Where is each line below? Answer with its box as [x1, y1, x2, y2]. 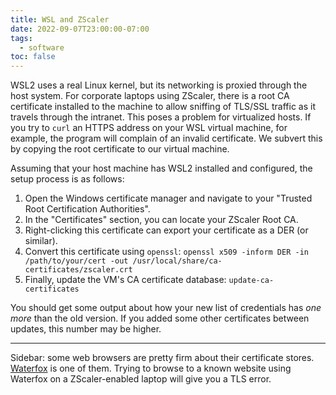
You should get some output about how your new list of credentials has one [10, 302, 322, 314]
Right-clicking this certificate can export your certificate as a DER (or [24, 224, 309, 236]
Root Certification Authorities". [24, 203, 151, 215]
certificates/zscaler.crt [24, 265, 133, 275]
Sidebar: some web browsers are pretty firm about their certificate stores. [10, 352, 315, 364]
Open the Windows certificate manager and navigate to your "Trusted [24, 192, 313, 205]
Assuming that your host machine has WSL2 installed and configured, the [10, 162, 313, 175]
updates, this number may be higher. [10, 323, 162, 335]
